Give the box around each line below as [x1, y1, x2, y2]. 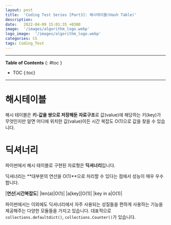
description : [5, 17, 33, 22]
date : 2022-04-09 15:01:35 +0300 [5, 21, 81, 27]
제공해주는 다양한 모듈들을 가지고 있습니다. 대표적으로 [5, 208, 111, 214]
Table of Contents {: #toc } [5, 59, 63, 65]
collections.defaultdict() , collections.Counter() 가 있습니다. [5, 214, 136, 220]
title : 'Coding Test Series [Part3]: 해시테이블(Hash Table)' [5, 12, 137, 17]
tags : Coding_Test [5, 41, 44, 46]
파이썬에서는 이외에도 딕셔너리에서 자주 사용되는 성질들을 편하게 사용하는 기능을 [5, 201, 163, 207]
